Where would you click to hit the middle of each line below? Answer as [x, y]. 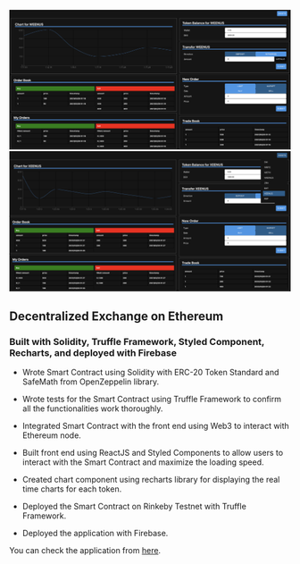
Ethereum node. [52, 435]
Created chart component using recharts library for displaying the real [151, 480]
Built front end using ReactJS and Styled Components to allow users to [153, 453]
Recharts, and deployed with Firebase [93, 352]
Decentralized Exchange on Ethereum [117, 316]
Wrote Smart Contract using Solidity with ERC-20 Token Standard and [150, 373]
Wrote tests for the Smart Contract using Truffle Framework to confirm [152, 400]
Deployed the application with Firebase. [95, 534]
